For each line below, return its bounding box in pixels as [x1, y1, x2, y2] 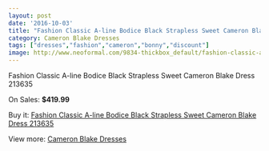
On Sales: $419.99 [8, 95, 70, 104]
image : [8, 49, 30, 57]
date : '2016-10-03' [8, 19, 74, 27]
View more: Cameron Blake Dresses [8, 134, 126, 144]
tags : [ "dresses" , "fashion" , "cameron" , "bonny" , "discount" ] [8, 42, 210, 50]
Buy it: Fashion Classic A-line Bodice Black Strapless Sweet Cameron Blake [8, 110, 257, 120]
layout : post [8, 11, 52, 20]
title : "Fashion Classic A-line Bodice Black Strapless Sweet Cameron [8, 26, 249, 34]
